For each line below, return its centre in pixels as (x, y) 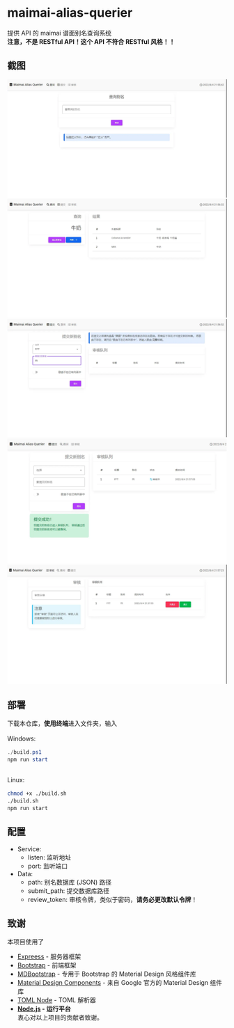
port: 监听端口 (48, 866)
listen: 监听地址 (49, 857)
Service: (29, 849)
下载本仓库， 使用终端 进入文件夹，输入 (62, 723)
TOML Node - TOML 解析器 (56, 999)
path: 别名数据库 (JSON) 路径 (70, 882)
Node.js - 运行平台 (44, 1009)
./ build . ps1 (24, 752)
